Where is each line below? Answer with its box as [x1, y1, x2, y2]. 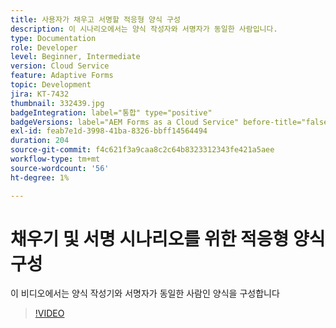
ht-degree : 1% [10, 172, 70, 183]
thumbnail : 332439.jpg [10, 98, 105, 108]
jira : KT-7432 [10, 89, 70, 99]
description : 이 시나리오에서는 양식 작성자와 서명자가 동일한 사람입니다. [10, 24, 278, 34]
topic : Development [10, 80, 92, 90]
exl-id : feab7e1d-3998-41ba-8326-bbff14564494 [10, 126, 208, 136]
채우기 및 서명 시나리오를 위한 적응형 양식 [10, 227, 326, 250]
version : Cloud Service [10, 61, 110, 71]
